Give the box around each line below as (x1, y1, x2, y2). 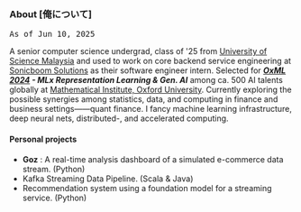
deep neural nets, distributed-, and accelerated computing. (9, 113, 229, 124)
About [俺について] (9, 7, 93, 20)
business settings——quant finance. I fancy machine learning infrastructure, (9, 104, 293, 115)
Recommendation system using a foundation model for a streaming (22, 182, 272, 193)
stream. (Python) (22, 163, 86, 174)
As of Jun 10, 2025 (9, 29, 96, 40)
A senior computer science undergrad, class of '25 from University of (9, 46, 268, 57)
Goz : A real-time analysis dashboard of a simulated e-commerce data (22, 153, 284, 164)
